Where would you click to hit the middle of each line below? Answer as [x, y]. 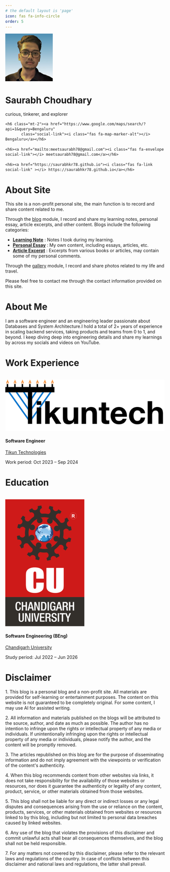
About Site [28, 190]
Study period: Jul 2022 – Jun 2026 [41, 657]
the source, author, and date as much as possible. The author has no [77, 723]
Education [27, 482]
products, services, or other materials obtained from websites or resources [83, 812]
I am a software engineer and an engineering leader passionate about [78, 321]
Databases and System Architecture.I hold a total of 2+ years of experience [84, 326]
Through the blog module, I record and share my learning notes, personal [82, 219]
